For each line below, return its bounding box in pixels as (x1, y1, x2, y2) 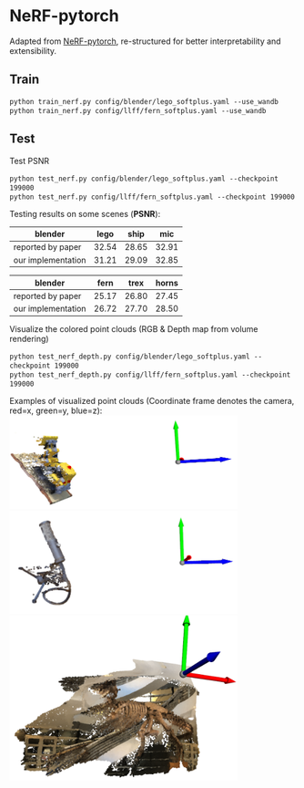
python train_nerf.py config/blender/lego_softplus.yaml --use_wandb (9, 97, 279, 106)
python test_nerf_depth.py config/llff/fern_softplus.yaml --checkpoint (9, 370, 291, 379)
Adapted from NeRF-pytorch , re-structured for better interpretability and (9, 36, 281, 47)
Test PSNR (9, 155, 50, 166)
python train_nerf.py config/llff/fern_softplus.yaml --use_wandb (9, 106, 267, 115)
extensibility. (9, 45, 57, 56)
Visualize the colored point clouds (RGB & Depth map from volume (9, 323, 258, 334)
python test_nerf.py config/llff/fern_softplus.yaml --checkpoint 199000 (9, 192, 296, 202)
